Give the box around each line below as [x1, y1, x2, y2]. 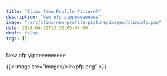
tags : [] [6, 36, 28, 42]
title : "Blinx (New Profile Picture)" [6, 8, 101, 15]
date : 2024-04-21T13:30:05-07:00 [6, 25, 88, 31]
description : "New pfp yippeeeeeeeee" [6, 14, 101, 20]
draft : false [6, 30, 38, 36]
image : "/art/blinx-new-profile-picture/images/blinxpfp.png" [6, 19, 162, 25]
